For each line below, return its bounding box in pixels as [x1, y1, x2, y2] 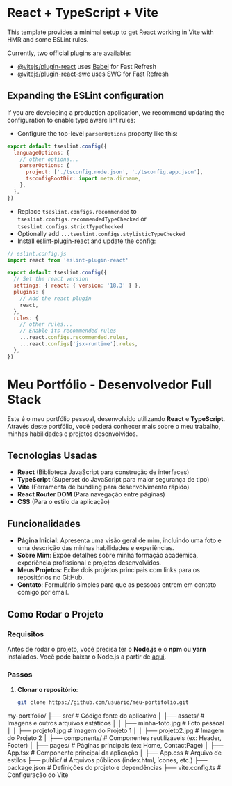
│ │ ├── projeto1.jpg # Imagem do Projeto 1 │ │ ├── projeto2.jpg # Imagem [7, 726, 224, 735]
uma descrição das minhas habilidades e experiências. [17, 544, 175, 552]
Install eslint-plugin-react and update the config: [17, 237, 156, 245]
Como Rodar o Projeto [7, 608, 104, 620]
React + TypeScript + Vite [7, 5, 158, 21]
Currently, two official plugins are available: [7, 49, 131, 57]
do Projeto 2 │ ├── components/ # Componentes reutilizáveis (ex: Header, [7, 734, 222, 742]
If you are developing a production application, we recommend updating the [7, 108, 224, 116]
